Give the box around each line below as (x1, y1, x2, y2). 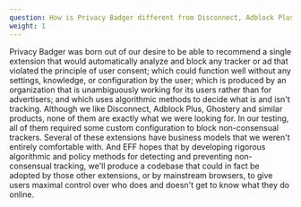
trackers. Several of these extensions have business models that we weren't (9, 132, 291, 142)
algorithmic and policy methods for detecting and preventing (9, 151, 233, 161)
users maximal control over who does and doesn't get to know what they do (9, 179, 289, 190)
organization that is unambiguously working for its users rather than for (9, 84, 272, 95)
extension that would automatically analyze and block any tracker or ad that (9, 56, 288, 66)
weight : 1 (9, 22, 47, 30)
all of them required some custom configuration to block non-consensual (9, 122, 279, 133)
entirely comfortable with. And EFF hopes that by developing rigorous (9, 141, 266, 152)
